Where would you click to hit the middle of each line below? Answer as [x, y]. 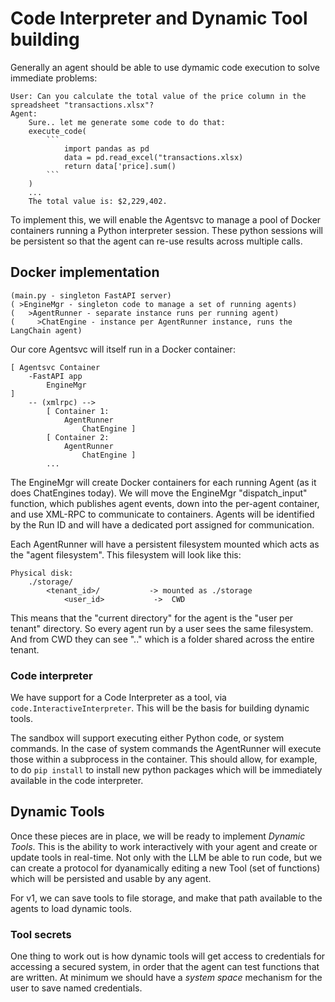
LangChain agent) [46, 330]
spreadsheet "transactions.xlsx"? [82, 105]
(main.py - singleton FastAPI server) [91, 295]
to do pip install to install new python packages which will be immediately [166, 770]
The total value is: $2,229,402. [98, 201]
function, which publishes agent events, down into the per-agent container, [165, 503]
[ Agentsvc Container [55, 367]
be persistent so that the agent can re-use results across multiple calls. [156, 241]
